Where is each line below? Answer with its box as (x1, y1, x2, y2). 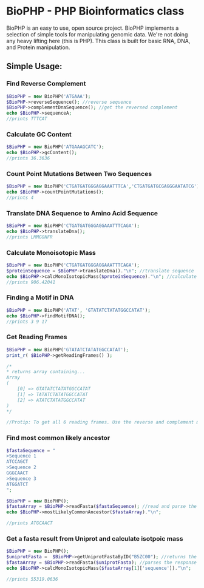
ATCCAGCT (6, 459, 29, 465)
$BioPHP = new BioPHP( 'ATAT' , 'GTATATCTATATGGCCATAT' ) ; (6, 307, 151, 313)
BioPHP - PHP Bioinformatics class (6, 4, 185, 18)
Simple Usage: (6, 61, 63, 72)
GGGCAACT (6, 470, 29, 476)
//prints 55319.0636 (6, 576, 59, 582)
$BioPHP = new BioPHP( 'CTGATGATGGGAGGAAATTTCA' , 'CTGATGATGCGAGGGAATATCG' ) (6, 183, 200, 189)
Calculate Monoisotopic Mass (6, 248, 96, 257)
